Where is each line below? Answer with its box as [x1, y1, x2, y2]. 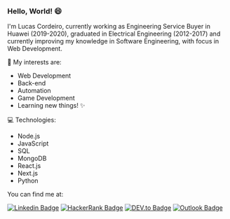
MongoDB [17, 154, 47, 163]
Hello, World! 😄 [7, 6, 62, 16]
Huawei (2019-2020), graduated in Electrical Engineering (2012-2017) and [7, 29, 221, 38]
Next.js [17, 169, 39, 178]
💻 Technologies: [7, 115, 56, 125]
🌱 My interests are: [7, 58, 62, 66]
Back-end [17, 79, 46, 87]
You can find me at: [7, 190, 64, 199]
